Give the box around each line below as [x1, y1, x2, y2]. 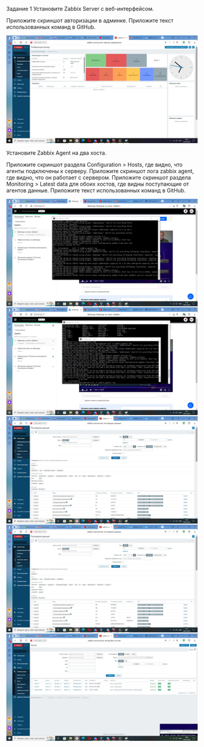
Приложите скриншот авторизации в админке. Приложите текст [6, 17, 174, 24]
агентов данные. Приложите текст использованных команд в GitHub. [6, 186, 186, 194]
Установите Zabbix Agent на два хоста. [6, 149, 107, 157]
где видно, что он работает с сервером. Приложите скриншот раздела [6, 174, 191, 181]
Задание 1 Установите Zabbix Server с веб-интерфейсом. [6, 5, 154, 12]
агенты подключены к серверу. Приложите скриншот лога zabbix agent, [6, 167, 194, 175]
